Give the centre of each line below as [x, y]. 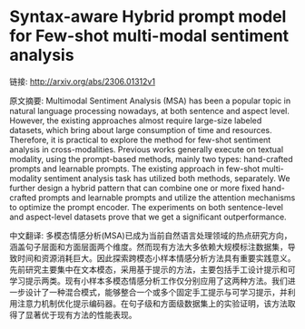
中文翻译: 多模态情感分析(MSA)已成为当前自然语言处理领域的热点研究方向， [151, 235]
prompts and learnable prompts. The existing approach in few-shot [135, 169]
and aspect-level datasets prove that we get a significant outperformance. [148, 217]
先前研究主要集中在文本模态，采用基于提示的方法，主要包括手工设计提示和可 [152, 269]
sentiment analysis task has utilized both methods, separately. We [167, 178]
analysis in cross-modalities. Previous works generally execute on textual [147, 149]
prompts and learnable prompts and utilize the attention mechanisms [167, 198]
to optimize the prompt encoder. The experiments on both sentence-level [147, 207]
